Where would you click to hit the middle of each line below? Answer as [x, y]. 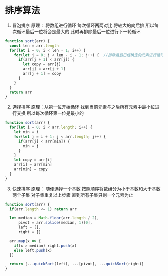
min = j [31, 146]
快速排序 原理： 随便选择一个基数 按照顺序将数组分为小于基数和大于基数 [86, 189]
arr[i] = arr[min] [33, 165]
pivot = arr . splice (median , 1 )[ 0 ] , [55, 223]
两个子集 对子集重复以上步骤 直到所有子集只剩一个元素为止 [73, 195]
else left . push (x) [33, 250]
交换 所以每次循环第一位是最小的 [50, 113]
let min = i [26, 132]
